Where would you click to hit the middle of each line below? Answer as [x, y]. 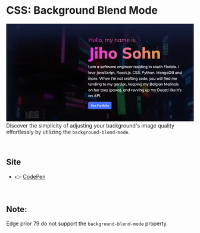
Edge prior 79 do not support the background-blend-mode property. [87, 223]
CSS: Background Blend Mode [82, 10]
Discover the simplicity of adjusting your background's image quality [90, 125]
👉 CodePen [30, 177]
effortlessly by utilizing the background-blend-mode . [68, 132]
